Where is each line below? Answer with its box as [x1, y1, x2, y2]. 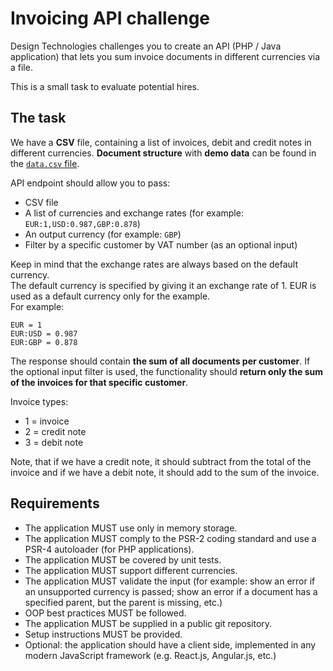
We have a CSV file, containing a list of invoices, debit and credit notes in [10, 136, 312, 148]
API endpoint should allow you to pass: [10, 177, 171, 189]
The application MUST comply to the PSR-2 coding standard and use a [24, 532, 317, 544]
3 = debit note [24, 436, 84, 448]
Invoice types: [10, 395, 69, 407]
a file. [10, 61, 33, 73]
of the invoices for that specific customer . [10, 376, 189, 388]
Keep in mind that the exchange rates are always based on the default [10, 258, 299, 270]
